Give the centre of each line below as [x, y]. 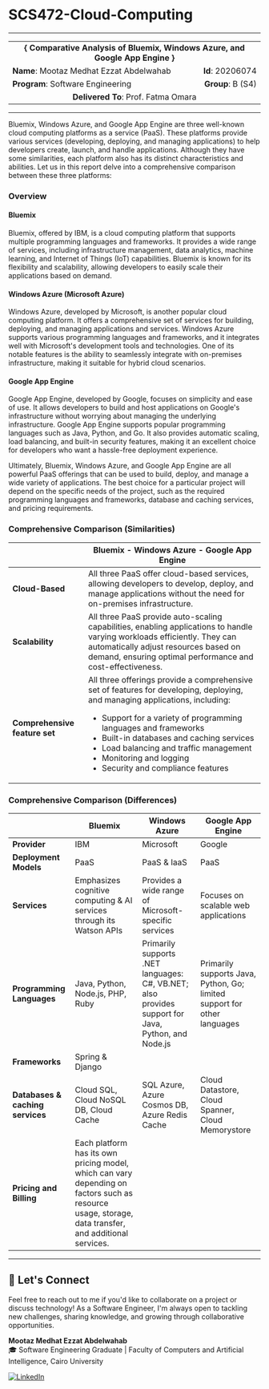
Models [27, 868]
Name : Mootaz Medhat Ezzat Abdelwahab [92, 71]
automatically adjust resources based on [164, 646]
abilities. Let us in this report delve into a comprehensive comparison [122, 167]
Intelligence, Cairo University [56, 1361]
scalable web [225, 905]
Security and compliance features [165, 767]
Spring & [91, 1057]
